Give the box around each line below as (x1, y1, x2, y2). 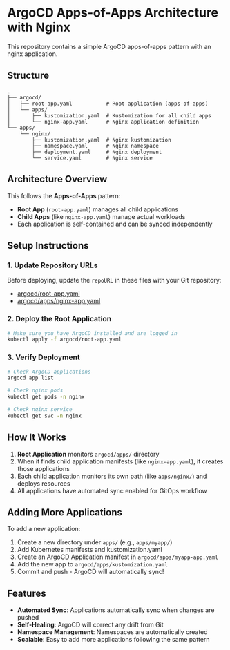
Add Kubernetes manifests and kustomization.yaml (17, 546, 162, 554)
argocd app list (7, 374, 54, 381)
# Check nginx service (7, 406, 73, 413)
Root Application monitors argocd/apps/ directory (17, 450, 160, 458)
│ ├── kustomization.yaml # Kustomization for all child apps (7, 112, 212, 119)
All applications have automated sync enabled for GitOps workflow (17, 486, 207, 495)
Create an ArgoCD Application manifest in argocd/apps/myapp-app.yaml (17, 553, 219, 561)
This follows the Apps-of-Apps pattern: (7, 191, 121, 200)
